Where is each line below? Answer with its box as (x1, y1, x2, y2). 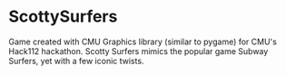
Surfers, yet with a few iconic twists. (8, 55, 144, 66)
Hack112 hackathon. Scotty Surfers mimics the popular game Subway (8, 45, 269, 56)
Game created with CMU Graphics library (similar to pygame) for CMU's (8, 36, 278, 47)
